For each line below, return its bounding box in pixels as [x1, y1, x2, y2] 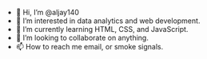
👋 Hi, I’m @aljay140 [15, 8, 80, 17]
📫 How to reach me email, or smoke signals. [15, 42, 164, 51]
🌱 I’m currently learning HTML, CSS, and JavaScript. [15, 25, 189, 33]
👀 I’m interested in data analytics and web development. [15, 16, 201, 26]
